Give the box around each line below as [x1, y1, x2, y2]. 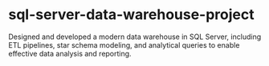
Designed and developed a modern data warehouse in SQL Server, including [8, 32, 262, 41]
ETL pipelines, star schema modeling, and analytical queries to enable [8, 40, 240, 49]
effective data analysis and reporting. [8, 49, 132, 58]
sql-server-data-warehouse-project [8, 6, 255, 24]
